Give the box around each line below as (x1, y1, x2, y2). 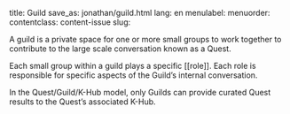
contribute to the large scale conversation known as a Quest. (9, 43, 232, 54)
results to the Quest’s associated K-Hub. (9, 96, 157, 107)
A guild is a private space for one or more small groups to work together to (9, 34, 282, 44)
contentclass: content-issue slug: (9, 17, 131, 27)
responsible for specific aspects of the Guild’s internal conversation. (9, 70, 258, 80)
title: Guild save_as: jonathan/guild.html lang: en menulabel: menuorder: (9, 8, 270, 18)
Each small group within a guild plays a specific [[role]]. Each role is (9, 61, 256, 71)
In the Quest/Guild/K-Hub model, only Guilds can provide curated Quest (9, 87, 271, 97)
